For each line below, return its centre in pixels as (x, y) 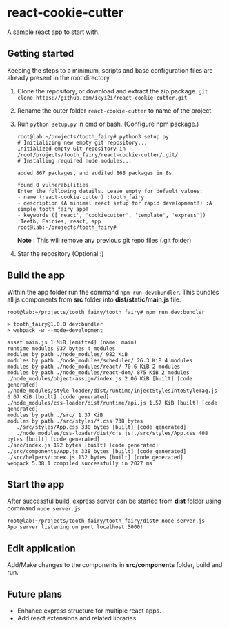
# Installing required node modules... (74, 160)
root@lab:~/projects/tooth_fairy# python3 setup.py (93, 136)
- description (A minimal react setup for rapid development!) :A (114, 203)
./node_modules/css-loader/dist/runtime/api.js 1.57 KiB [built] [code (112, 403)
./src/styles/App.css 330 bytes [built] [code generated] (101, 427)
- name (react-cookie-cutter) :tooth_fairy (81, 197)
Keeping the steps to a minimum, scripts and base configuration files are (110, 70)
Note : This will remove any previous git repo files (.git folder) (104, 240)
